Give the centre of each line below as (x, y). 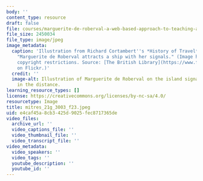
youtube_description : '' (43, 164)
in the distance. (39, 85)
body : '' (17, 12)
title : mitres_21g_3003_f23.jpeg (48, 107)
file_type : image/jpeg (35, 40)
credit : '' (25, 74)
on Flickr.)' (34, 68)
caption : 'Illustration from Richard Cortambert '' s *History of (94, 51)
